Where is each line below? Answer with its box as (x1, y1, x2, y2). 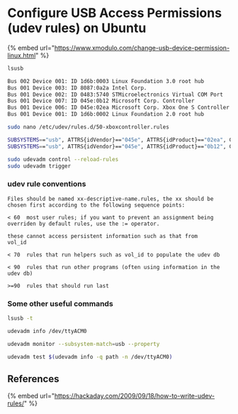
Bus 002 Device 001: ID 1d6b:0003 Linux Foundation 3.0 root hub (7, 77, 204, 85)
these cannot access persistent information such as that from (7, 232, 198, 239)
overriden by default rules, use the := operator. (7, 220, 160, 227)
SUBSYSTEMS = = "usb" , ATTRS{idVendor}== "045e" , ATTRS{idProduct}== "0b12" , (7, 143, 227, 150)
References (7, 373, 59, 385)
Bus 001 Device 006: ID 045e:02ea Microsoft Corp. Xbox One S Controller (7, 104, 230, 111)
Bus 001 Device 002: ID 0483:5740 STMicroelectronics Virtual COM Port (7, 91, 223, 98)
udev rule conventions (7, 179, 86, 189)
